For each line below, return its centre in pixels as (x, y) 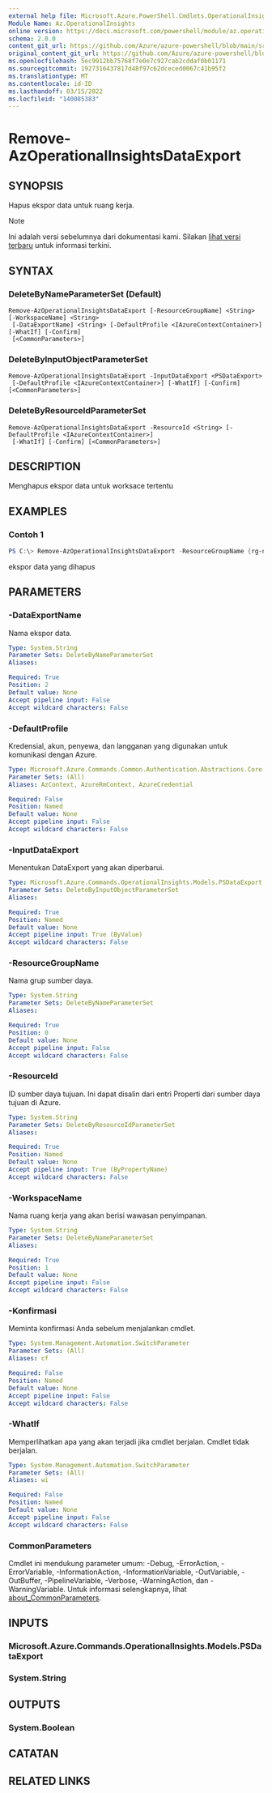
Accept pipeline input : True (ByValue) (76, 935)
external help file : (43, 16)
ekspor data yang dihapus (52, 566)
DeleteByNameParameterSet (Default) (85, 294)
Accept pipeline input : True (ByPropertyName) (88, 1170)
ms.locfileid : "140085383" (54, 99)
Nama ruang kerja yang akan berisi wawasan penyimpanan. (108, 1215)
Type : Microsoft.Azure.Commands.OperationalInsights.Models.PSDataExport (136, 883)
